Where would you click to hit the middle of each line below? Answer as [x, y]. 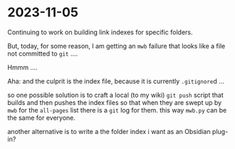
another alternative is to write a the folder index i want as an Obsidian [109, 131]
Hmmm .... [22, 67]
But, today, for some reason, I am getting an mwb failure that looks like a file [116, 46]
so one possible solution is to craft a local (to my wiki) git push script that [115, 95]
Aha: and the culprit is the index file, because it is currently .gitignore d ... [116, 81]
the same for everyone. [42, 118]
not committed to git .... [43, 53]
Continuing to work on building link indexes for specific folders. [100, 32]
